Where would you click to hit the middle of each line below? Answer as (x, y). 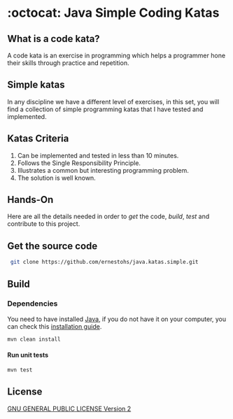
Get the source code (52, 246)
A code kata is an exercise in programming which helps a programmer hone (116, 55)
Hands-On (30, 200)
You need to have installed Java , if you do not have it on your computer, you (117, 319)
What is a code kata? (54, 39)
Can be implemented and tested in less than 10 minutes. (98, 155)
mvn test (20, 370)
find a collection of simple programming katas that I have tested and (105, 109)
